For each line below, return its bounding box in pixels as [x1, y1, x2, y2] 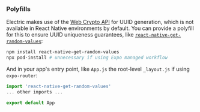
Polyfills [6, 5, 31, 13]
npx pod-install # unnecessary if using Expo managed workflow [6, 55, 168, 61]
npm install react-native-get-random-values [6, 49, 120, 55]
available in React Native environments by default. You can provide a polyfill [6, 25, 194, 32]
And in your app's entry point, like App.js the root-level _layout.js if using [6, 65, 190, 73]
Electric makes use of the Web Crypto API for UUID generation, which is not [6, 19, 194, 26]
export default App [6, 99, 55, 106]
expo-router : [6, 72, 38, 79]
